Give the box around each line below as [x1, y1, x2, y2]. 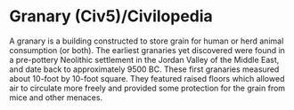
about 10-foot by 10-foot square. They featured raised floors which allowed [9, 73, 285, 83]
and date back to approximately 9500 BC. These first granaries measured [9, 64, 280, 75]
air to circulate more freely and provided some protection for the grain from [9, 82, 286, 93]
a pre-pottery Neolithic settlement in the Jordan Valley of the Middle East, [9, 54, 280, 65]
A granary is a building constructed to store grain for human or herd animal [9, 35, 284, 46]
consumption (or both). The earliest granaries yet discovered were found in [9, 44, 285, 55]
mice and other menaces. [9, 91, 103, 103]
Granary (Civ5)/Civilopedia [9, 6, 214, 27]
